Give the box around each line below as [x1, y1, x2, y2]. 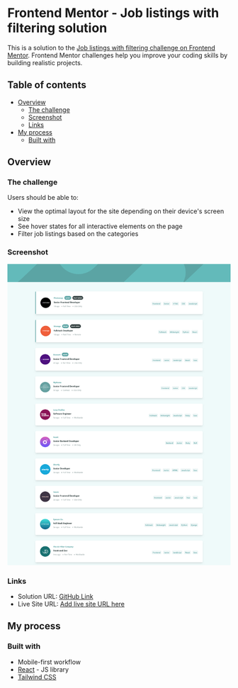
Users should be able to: [7, 193, 79, 202]
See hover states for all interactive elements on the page [17, 222, 183, 231]
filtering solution [7, 20, 108, 36]
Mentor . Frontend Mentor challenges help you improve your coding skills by [7, 51, 228, 60]
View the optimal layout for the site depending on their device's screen [17, 207, 225, 215]
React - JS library [17, 665, 69, 674]
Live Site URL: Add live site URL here [17, 599, 125, 608]
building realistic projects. [7, 58, 83, 67]
